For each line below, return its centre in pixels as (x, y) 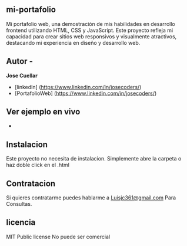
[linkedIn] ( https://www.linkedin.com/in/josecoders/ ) (78, 87)
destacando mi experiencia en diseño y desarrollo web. (73, 42)
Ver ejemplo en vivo (43, 112)
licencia (21, 223)
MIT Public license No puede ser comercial (58, 237)
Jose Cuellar (22, 76)
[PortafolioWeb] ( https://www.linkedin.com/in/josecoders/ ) (86, 93)
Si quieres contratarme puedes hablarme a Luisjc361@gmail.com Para (91, 198)
